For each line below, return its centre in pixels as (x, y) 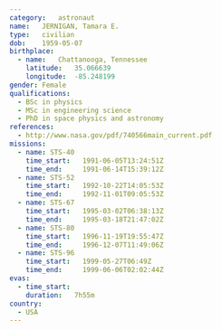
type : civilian (42, 34)
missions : (28, 144)
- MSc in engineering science (74, 110)
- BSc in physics (50, 102)
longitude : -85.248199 (71, 77)
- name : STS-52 (46, 177)
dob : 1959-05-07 (46, 43)
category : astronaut (52, 18)
